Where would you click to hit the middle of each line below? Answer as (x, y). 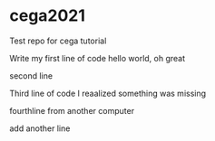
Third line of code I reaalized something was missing (108, 93)
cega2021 (48, 16)
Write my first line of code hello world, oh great (98, 58)
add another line (40, 128)
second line (31, 75)
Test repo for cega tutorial (58, 41)
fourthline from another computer (72, 110)
